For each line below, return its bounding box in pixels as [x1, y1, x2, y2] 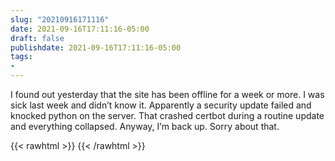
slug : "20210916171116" [10, 14, 110, 25]
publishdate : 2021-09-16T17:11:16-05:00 [10, 42, 182, 53]
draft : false [10, 33, 65, 43]
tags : [10, 52, 33, 62]
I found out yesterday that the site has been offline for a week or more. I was [10, 89, 325, 100]
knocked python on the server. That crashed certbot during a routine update [10, 110, 325, 121]
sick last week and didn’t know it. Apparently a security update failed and [10, 99, 312, 111]
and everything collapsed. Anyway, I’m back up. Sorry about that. [10, 121, 280, 132]
